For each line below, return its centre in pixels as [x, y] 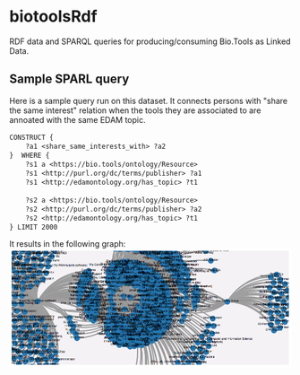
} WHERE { [30, 155]
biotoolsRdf [53, 17]
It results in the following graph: [68, 243]
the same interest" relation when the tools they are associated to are [135, 110]
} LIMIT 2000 [34, 227]
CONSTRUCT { [31, 137]
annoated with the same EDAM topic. [77, 119]
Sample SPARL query [69, 79]
